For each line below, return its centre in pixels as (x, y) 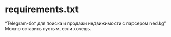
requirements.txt (42, 9)
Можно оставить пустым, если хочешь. (48, 28)
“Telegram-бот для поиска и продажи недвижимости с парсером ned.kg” (85, 23)
